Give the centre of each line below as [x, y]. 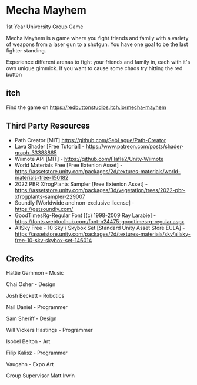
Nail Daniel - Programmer [37, 307]
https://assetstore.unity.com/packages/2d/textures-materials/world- [98, 171]
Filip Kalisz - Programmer [37, 353]
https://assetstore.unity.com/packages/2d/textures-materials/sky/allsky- [103, 234]
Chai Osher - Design [31, 284]
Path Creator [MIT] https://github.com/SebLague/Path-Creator [90, 140]
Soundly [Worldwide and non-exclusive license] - [74, 203]
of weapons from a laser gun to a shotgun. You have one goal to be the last [97, 44]
